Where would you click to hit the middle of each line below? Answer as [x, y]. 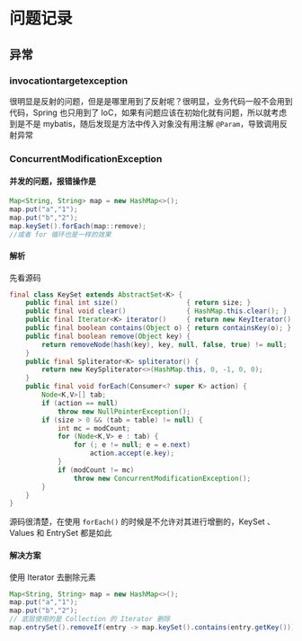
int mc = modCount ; [93, 428]
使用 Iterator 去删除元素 [53, 577]
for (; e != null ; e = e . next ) [132, 445]
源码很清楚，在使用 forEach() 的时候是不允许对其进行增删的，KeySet [137, 521]
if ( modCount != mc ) [96, 470]
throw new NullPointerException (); [124, 411]
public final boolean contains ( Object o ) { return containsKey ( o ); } [159, 328]
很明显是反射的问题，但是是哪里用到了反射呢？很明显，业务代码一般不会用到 [151, 101]
